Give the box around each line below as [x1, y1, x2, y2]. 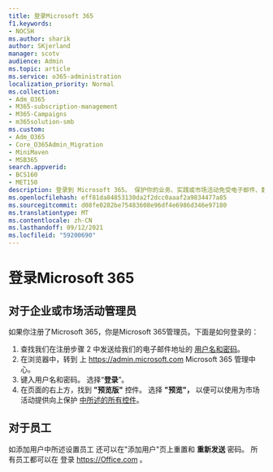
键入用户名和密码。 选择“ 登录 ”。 [19, 375, 129, 384]
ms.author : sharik [8, 34, 71, 43]
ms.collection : [8, 87, 60, 96]
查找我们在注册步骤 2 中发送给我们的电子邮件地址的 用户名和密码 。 [19, 344, 245, 354]
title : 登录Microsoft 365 [8, 11, 93, 20]
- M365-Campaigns [8, 111, 67, 119]
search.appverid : [8, 164, 67, 172]
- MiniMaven [8, 148, 49, 156]
